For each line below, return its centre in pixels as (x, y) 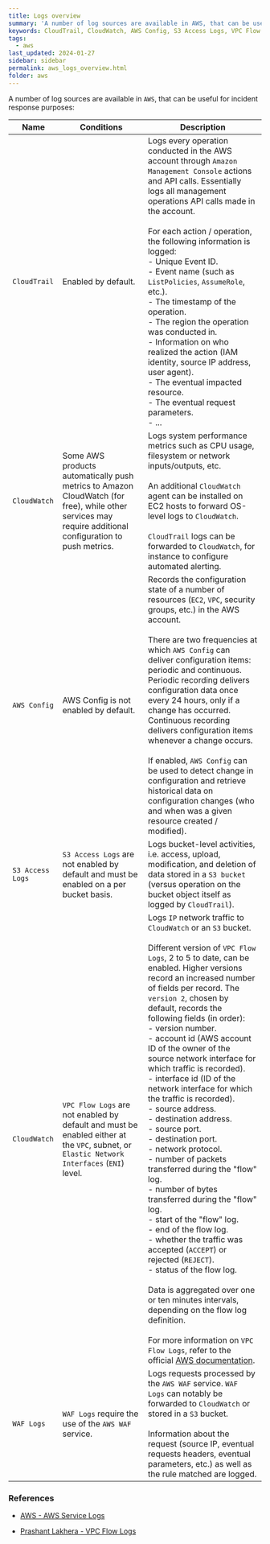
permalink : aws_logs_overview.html (68, 68)
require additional (95, 526)
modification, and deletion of (202, 864)
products (79, 465)
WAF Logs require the (100, 1414)
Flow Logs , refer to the (189, 1350)
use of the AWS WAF (97, 1423)
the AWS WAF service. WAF (193, 1383)
